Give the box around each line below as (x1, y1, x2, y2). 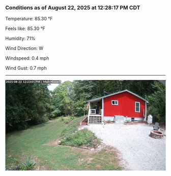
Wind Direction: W (5, 45, 44, 52)
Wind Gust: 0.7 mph (5, 65, 47, 71)
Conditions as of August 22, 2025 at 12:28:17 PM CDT (5, 4, 140, 11)
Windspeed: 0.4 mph (5, 55, 49, 61)
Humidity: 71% (5, 35, 36, 42)
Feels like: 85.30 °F (5, 26, 46, 32)
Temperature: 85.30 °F (5, 16, 53, 22)
